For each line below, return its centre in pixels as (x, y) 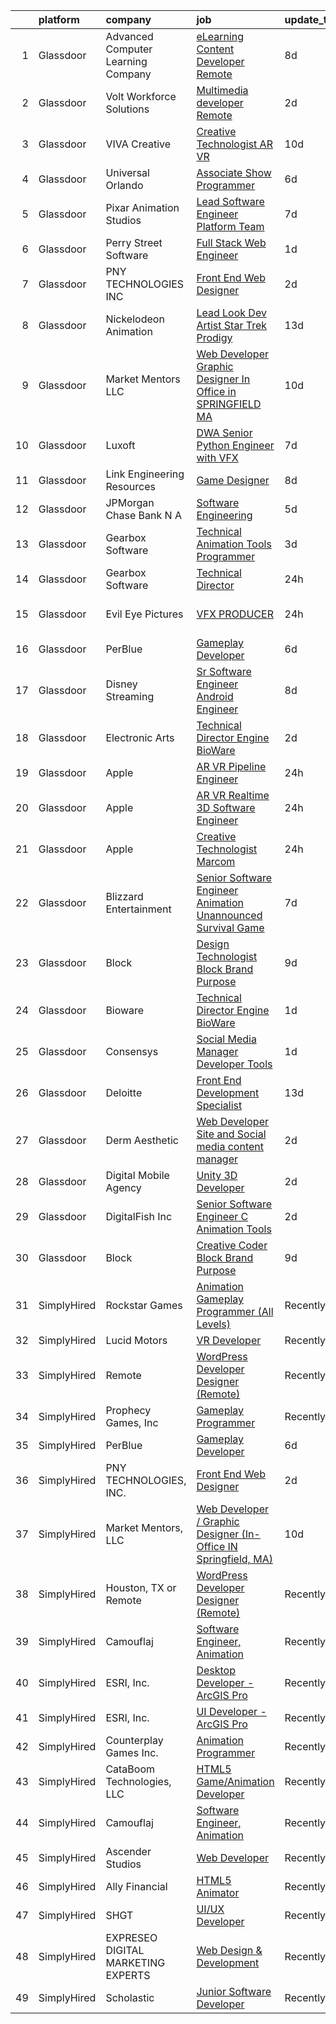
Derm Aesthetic (142, 1140)
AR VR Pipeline (231, 766)
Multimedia (222, 90)
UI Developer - (231, 1711)
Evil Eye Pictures (144, 614)
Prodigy (214, 337)
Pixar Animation (142, 207)
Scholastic (130, 1997)
